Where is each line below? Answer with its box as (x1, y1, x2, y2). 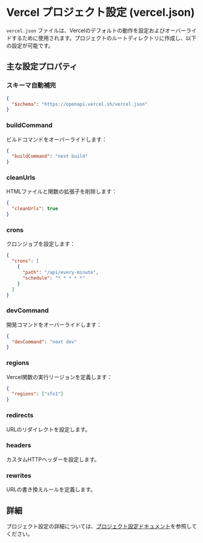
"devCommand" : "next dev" (12, 338, 78, 345)
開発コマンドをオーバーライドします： (6, 321, 102, 328)
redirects (6, 411, 34, 420)
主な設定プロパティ (6, 61, 78, 72)
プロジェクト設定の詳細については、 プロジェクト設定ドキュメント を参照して (6, 522, 197, 530)
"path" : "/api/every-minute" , (22, 270, 99, 276)
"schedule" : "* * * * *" (22, 275, 85, 281)
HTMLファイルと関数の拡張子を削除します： (6, 188, 118, 195)
